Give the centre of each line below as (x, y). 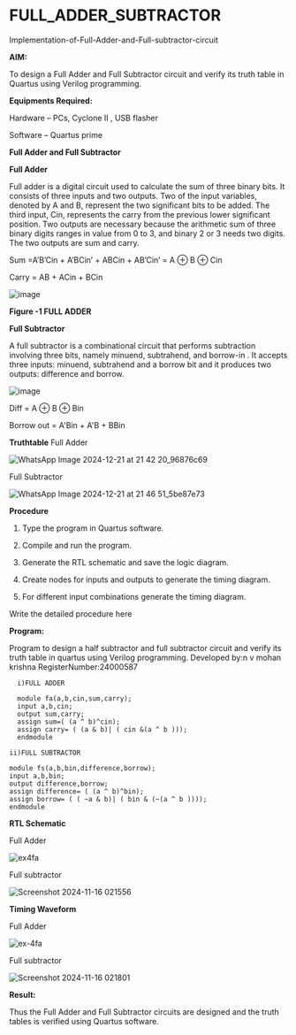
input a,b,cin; (45, 706)
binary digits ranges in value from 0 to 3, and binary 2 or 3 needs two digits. (147, 233)
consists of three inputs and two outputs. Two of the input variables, (133, 195)
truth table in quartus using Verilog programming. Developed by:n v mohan (145, 657)
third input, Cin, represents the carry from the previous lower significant (140, 214)
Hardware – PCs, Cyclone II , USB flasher (84, 118)
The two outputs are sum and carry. (74, 242)
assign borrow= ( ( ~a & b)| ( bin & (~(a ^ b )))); (108, 799)
